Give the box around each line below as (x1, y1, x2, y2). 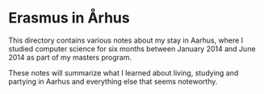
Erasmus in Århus (8, 9, 131, 27)
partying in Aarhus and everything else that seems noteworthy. (8, 76, 218, 86)
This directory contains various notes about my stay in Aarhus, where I (8, 35, 244, 45)
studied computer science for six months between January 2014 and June (8, 43, 256, 53)
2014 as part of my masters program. (8, 52, 132, 62)
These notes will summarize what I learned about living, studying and (8, 67, 239, 77)
